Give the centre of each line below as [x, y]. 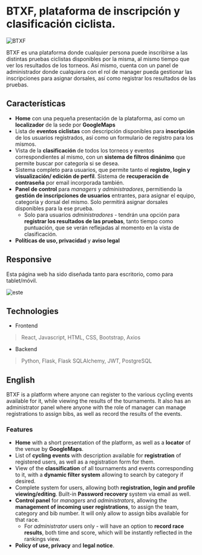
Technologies [33, 311]
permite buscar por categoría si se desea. [67, 163]
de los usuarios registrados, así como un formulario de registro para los [104, 137]
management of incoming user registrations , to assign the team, [97, 507]
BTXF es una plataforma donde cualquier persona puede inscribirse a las [97, 52]
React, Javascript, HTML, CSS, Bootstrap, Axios [81, 338]
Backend [26, 349]
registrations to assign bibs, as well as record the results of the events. [94, 414]
